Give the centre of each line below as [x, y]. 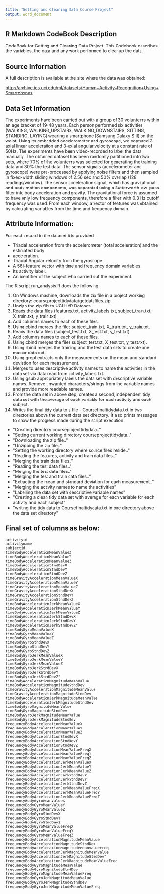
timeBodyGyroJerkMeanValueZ [34, 664]
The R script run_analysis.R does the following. [53, 286]
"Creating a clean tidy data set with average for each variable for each [83, 497]
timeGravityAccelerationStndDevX [40, 591]
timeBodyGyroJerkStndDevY [32, 672]
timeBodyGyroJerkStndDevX [32, 668]
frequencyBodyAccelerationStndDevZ [42, 745]
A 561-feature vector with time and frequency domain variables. [77, 266]
